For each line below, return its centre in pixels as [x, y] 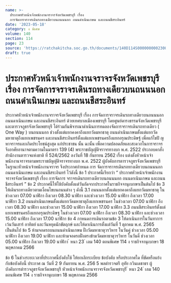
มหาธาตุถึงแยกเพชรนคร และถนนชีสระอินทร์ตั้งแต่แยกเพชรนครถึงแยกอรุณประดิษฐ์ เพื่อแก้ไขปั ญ [84, 138]
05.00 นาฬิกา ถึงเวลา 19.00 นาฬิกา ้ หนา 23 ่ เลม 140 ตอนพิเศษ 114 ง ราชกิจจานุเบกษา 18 [85, 242]
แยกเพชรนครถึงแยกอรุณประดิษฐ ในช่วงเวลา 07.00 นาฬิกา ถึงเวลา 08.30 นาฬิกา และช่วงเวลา [85, 213]
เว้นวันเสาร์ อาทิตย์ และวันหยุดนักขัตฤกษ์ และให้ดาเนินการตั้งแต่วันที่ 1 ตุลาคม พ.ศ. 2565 [80, 224]
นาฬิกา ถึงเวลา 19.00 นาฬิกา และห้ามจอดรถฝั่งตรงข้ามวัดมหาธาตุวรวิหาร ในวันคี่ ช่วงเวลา [80, 236]
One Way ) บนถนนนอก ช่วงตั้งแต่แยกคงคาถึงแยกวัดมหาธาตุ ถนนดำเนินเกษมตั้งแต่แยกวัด [81, 132]
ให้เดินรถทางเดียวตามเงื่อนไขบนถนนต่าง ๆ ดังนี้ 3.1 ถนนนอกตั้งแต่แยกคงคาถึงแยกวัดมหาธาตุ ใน [85, 190]
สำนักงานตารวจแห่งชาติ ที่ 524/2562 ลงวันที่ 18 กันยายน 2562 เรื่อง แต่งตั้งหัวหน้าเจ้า [79, 155]
